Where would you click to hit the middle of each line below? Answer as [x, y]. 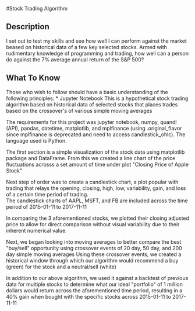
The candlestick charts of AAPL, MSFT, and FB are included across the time [97, 201]
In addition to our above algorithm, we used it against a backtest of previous [97, 278]
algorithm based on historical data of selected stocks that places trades [92, 104]
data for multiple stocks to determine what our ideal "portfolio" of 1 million [95, 284]
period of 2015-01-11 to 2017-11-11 [47, 206]
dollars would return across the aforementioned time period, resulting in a [94, 290]
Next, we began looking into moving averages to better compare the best [94, 241]
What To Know [33, 78]
